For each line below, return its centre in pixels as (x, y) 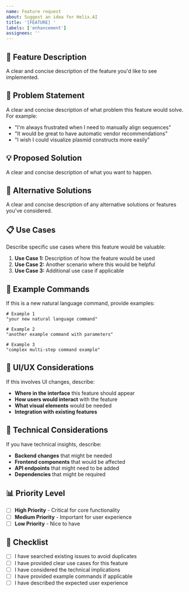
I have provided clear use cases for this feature (71, 563)
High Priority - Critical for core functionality (67, 510)
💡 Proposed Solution (44, 158)
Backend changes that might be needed (63, 455)
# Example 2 (20, 329)
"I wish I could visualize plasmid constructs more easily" (82, 140)
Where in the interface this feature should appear (75, 393)
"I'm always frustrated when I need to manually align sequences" (93, 127)
